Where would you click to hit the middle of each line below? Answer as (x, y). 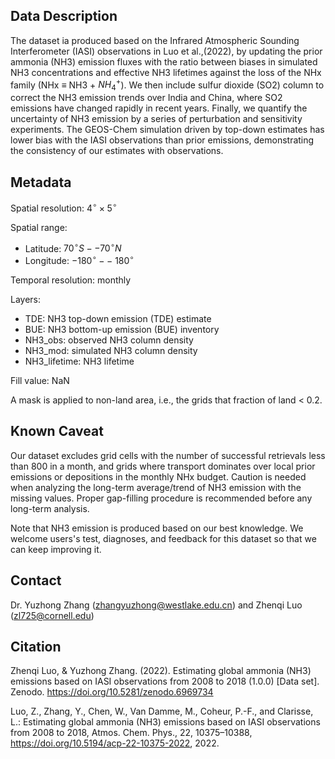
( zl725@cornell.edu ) (52, 615)
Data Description (64, 16)
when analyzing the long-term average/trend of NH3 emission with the (156, 487)
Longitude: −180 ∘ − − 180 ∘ (79, 260)
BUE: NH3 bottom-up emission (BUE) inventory (122, 330)
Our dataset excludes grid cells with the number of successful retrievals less (168, 455)
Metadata (41, 182)
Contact (36, 580)
